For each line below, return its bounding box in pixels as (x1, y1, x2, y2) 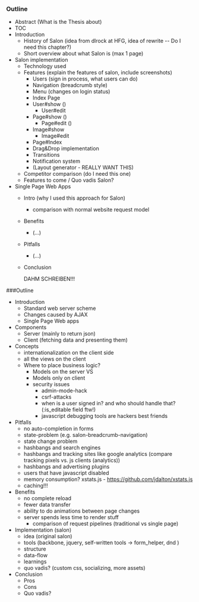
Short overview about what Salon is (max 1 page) (23, 50, 144, 57)
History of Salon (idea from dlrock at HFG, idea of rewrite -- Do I (23, 38, 181, 45)
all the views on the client (23, 355, 86, 362)
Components (14, 324, 47, 331)
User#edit (41, 107, 66, 114)
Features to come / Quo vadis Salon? (23, 176, 114, 184)
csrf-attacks (41, 393, 72, 401)
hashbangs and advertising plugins (23, 463, 110, 470)
